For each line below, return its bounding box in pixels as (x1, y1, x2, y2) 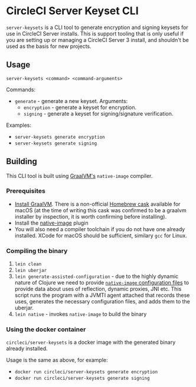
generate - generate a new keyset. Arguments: (14, 97, 128, 104)
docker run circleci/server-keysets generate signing (14, 375, 150, 382)
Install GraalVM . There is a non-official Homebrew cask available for (14, 200, 181, 207)
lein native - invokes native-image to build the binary (14, 311, 147, 318)
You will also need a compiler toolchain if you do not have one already (14, 225, 185, 232)
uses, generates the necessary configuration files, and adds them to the (14, 298, 191, 305)
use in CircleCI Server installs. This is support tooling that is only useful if (6, 30, 184, 37)
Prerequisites (6, 187, 45, 195)
